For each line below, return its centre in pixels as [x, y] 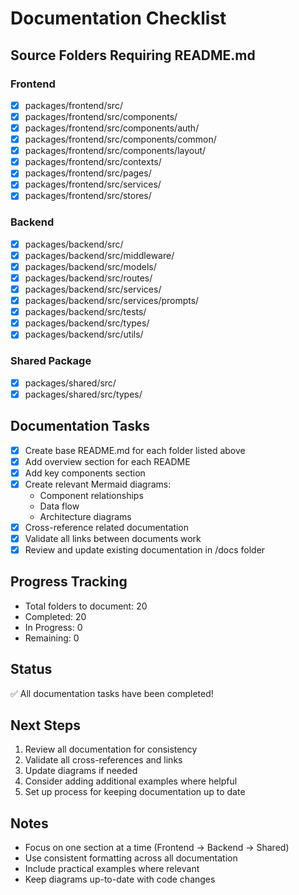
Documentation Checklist [118, 18]
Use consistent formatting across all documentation [131, 858]
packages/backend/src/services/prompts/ [112, 301]
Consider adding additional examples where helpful [131, 781]
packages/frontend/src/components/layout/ [115, 151]
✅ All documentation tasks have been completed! [112, 693]
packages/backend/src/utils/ [84, 334]
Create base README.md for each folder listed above [135, 450]
